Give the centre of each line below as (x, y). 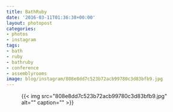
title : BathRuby (27, 12)
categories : (21, 29)
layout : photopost (29, 23)
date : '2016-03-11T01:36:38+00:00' (51, 17)
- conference (23, 68)
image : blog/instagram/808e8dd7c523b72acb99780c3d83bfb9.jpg (85, 79)
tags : (13, 46)
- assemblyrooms (27, 73)
